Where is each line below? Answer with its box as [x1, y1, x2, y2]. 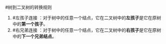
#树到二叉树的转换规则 [5, 4, 52, 10]
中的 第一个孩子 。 [12, 21, 48, 27]
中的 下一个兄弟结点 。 [12, 34, 56, 39]
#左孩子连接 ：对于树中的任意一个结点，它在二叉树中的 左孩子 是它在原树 [12, 15, 161, 21]
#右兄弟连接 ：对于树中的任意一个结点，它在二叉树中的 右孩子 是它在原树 [12, 27, 161, 33]
